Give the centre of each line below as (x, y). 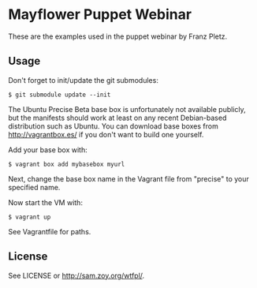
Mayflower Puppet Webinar (100, 15)
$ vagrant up (30, 217)
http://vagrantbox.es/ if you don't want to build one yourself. (106, 134)
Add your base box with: (48, 150)
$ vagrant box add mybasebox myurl (67, 164)
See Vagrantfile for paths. (50, 231)
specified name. (34, 187)
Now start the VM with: (45, 202)
